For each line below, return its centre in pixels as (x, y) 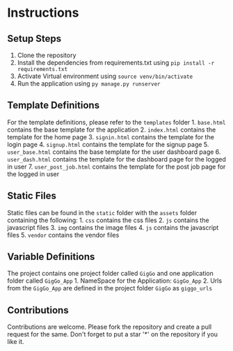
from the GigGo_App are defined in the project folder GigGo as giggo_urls (110, 288)
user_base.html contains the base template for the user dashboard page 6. (114, 152)
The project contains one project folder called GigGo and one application (111, 274)
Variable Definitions (51, 257)
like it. (16, 342)
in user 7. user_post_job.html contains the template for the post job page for (116, 166)
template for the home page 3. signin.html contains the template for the (111, 136)
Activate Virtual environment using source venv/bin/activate (105, 76)
